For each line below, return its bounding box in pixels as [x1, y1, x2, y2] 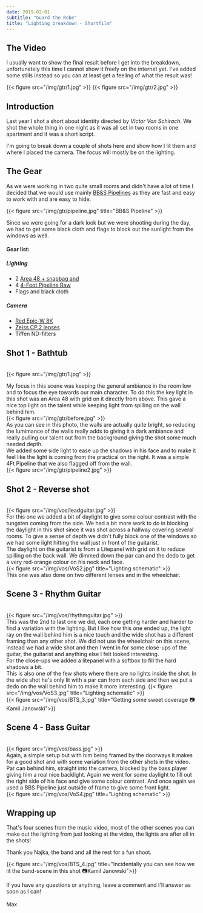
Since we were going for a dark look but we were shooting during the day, [6, 219, 191, 226]
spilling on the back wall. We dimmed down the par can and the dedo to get [6, 551, 195, 559]
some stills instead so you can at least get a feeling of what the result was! [6, 72, 192, 79]
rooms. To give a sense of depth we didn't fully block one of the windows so [6, 532, 197, 539]
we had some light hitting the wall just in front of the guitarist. [6, 539, 159, 546]
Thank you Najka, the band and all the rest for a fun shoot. [6, 848, 152, 856]
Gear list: [6, 246, 30, 253]
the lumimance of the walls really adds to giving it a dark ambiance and [6, 427, 184, 435]
